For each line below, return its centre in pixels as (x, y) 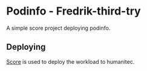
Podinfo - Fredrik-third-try (73, 11)
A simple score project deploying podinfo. (58, 28)
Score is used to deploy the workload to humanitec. (70, 61)
